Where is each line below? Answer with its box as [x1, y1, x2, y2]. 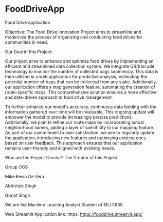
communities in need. [5, 39, 49, 45]
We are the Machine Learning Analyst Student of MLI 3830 [5, 202, 123, 207]
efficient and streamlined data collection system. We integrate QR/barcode [5, 63, 155, 69]
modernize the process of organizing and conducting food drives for [5, 34, 143, 40]
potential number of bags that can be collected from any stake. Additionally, [5, 79, 157, 85]
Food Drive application [5, 19, 51, 25]
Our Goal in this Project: [5, 49, 53, 55]
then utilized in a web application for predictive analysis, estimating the [5, 74, 147, 79]
